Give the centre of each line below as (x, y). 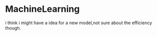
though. (13, 28)
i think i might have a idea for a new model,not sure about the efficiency (79, 23)
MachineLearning (42, 9)
